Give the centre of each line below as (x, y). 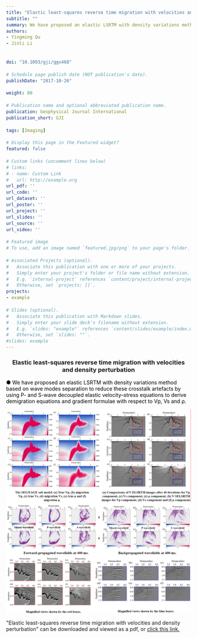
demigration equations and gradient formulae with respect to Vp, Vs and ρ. (96, 401)
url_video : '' (23, 229)
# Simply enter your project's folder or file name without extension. (98, 273)
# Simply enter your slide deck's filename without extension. (87, 323)
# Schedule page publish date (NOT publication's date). (77, 74)
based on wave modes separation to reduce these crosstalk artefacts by (94, 389)
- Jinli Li (19, 44)
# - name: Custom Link (34, 173)
